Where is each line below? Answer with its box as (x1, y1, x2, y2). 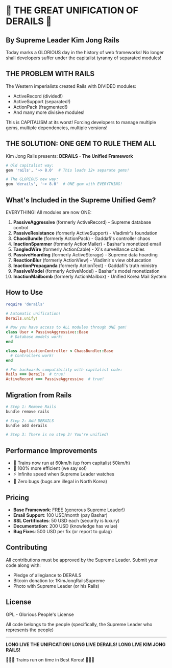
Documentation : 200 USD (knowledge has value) (13, 523, 118, 529)
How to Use (6, 288, 43, 297)
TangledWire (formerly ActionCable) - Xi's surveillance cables (13, 246, 145, 252)
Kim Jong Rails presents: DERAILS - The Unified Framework (6, 153, 133, 159)
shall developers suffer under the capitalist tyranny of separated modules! (6, 55, 161, 61)
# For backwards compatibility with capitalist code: (6, 367, 123, 372)
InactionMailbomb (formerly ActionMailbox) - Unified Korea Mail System (13, 273, 167, 279)
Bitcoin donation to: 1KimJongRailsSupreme (13, 577, 105, 584)
